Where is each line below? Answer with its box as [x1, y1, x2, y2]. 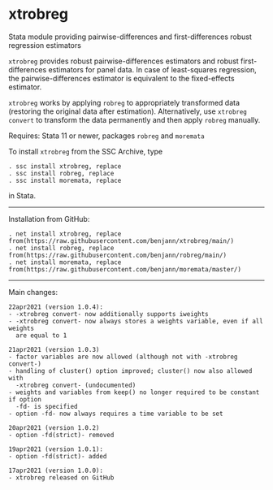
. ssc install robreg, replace [8, 169, 115, 177]
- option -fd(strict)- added [8, 452, 107, 460]
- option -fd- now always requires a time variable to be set [8, 410, 223, 418]
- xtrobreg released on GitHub [8, 473, 115, 482]
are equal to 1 [15, 331, 67, 340]
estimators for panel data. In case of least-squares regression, [48, 64, 258, 74]
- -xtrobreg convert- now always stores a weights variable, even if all [8, 317, 264, 325]
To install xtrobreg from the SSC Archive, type [8, 146, 163, 156]
